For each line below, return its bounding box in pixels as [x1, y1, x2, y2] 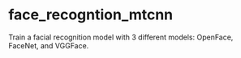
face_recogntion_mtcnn [8, 6, 174, 24]
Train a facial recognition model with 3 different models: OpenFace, [8, 32, 234, 42]
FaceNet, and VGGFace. [8, 40, 89, 50]
